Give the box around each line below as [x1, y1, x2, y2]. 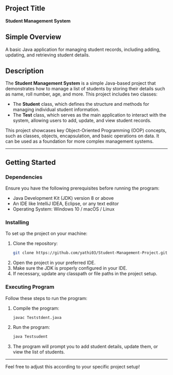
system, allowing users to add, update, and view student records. [12, 118, 152, 124]
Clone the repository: [12, 240, 58, 247]
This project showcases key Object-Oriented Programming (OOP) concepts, [5, 127, 167, 134]
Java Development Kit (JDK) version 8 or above [12, 195, 114, 201]
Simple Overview [5, 33, 62, 42]
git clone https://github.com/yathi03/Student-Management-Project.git [12, 250, 168, 256]
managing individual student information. [12, 106, 100, 113]
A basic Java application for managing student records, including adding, [5, 46, 161, 52]
